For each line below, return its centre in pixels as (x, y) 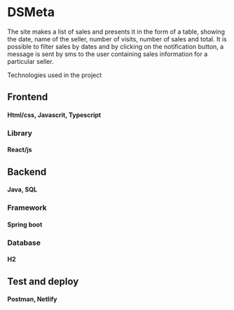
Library (20, 133)
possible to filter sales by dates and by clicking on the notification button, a (116, 46)
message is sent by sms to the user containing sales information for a (108, 54)
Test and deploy (43, 281)
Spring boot (25, 224)
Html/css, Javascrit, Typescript (54, 115)
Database (24, 243)
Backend (27, 171)
